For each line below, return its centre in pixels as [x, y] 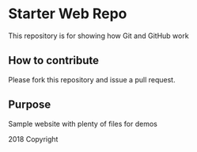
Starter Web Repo [68, 14]
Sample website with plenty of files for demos [83, 123]
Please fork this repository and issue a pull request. [92, 79]
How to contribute [54, 61]
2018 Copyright [33, 139]
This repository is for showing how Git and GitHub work [98, 36]
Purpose [30, 105]
